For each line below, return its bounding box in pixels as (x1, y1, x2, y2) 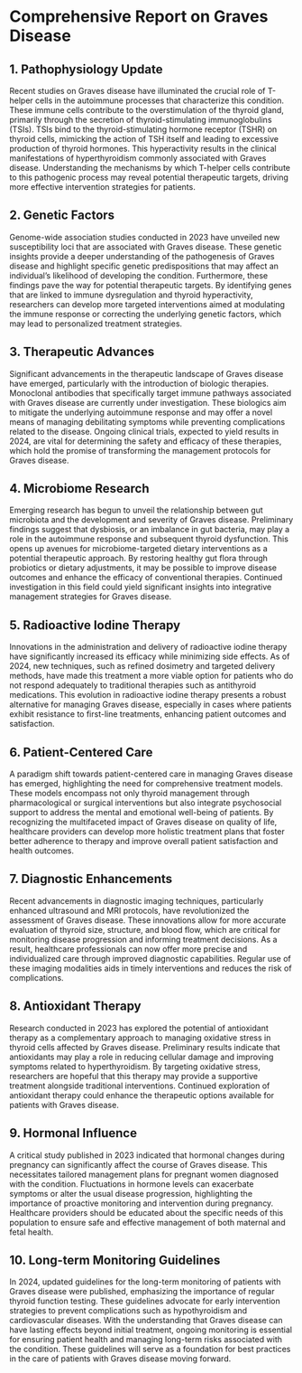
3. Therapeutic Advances (9, 344, 155, 360)
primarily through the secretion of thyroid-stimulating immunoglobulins (9, 115, 272, 125)
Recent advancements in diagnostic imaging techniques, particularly (9, 895, 264, 906)
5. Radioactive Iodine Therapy (9, 617, 181, 633)
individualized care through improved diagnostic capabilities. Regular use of (9, 953, 291, 964)
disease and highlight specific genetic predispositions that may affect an (9, 260, 279, 271)
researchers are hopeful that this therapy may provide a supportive (9, 1070, 259, 1081)
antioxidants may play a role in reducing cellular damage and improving (9, 1051, 274, 1062)
